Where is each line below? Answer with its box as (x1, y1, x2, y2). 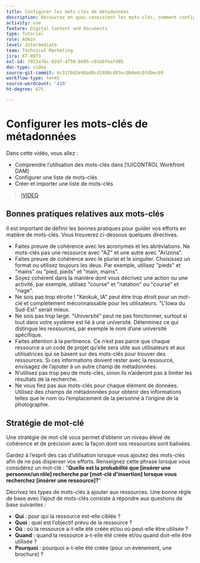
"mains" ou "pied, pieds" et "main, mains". (14, 267, 119, 275)
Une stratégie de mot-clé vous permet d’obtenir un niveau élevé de (6, 434, 171, 441)
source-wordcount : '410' (6, 81, 68, 87)
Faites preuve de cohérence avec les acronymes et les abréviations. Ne (14, 242, 190, 250)
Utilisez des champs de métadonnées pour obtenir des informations (14, 388, 182, 395)
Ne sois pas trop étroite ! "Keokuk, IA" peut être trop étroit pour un (14, 293, 177, 300)
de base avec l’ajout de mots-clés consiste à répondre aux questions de (6, 495, 183, 502)
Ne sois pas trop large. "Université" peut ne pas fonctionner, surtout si (14, 312, 187, 319)
